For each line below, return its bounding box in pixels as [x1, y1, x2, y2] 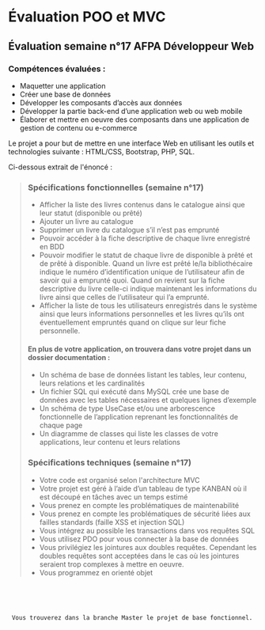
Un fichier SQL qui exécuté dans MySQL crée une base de [39, 387, 229, 397]
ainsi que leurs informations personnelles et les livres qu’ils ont [39, 309, 245, 319]
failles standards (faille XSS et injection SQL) [39, 517, 185, 526]
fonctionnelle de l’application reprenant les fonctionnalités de [39, 412, 239, 422]
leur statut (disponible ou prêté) [39, 208, 142, 218]
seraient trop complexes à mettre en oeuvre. [39, 559, 184, 569]
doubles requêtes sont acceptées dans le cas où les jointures [39, 551, 240, 560]
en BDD [39, 242, 65, 252]
